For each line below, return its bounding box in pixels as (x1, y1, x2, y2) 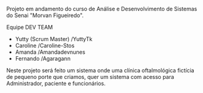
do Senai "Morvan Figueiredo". (6, 12, 84, 19)
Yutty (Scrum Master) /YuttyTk (15, 35, 93, 42)
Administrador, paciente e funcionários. (6, 80, 106, 87)
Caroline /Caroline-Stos (15, 42, 75, 49)
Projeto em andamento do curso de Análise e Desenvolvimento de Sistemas (6, 6, 197, 12)
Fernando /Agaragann (15, 55, 71, 62)
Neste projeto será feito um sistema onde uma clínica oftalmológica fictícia (6, 67, 194, 74)
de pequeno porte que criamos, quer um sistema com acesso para (6, 73, 174, 80)
